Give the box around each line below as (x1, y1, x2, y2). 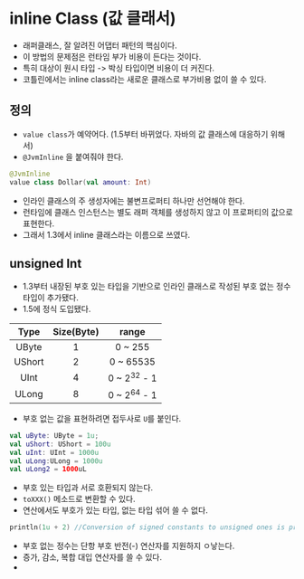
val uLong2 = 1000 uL (9, 465, 88, 474)
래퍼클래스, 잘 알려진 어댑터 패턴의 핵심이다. (22, 40, 178, 51)
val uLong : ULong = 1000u (9, 456, 103, 466)
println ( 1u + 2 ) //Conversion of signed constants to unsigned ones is (9, 523, 285, 532)
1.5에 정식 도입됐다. (22, 304, 91, 315)
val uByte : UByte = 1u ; (9, 431, 100, 440)
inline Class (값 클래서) (9, 8, 176, 29)
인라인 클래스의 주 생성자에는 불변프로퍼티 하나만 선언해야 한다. (22, 195, 246, 206)
